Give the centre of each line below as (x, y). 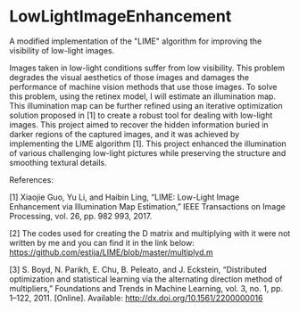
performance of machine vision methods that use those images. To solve (143, 86)
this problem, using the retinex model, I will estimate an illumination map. (143, 96)
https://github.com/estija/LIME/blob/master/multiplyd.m (112, 252)
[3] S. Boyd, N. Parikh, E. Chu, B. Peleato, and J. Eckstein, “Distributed (138, 269)
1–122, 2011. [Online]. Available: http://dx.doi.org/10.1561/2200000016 (136, 298)
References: (31, 179)
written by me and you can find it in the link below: (102, 242)
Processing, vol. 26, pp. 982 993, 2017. (81, 216)
